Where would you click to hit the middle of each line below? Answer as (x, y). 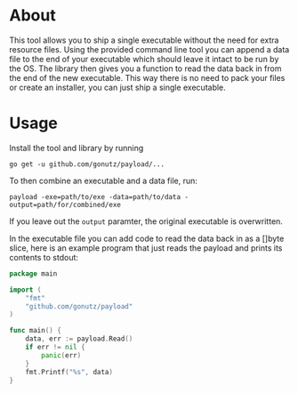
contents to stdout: (44, 257)
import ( (25, 290)
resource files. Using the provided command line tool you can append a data (149, 49)
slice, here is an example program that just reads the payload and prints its (146, 248)
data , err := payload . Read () (79, 339)
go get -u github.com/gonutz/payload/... (87, 164)
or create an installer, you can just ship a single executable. (118, 87)
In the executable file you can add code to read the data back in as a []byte (147, 238)
